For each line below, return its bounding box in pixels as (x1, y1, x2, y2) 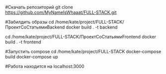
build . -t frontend (5, 39, 41, 45)
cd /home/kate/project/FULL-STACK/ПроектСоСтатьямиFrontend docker (5, 34, 157, 39)
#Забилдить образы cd (5, 19, 54, 25)
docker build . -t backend (66, 24, 118, 30)
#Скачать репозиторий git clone (5, 4, 74, 10)
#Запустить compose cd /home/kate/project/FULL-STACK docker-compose (5, 49, 162, 54)
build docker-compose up (5, 54, 58, 60)
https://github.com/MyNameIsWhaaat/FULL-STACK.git (5, 9, 117, 15)
